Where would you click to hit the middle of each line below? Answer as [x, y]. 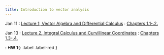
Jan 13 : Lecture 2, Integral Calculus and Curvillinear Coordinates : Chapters [82, 33]
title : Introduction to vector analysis [47, 9]
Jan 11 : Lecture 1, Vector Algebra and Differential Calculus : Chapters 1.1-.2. [82, 23]
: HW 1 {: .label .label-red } [31, 47]
